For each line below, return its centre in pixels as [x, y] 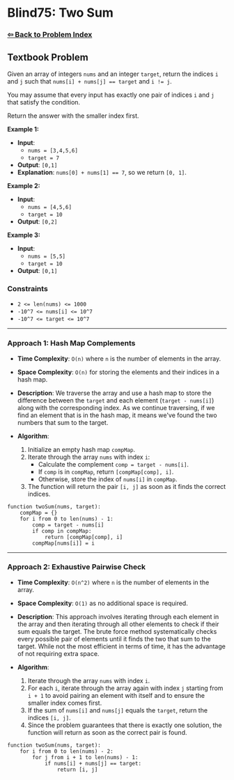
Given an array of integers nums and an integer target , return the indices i [113, 74]
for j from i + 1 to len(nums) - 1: [85, 757]
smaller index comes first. [65, 703]
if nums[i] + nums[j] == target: [93, 763]
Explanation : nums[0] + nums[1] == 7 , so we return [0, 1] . [102, 172]
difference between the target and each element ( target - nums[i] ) [116, 400]
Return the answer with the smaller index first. [73, 116]
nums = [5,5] [47, 256]
